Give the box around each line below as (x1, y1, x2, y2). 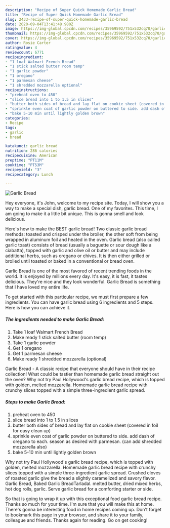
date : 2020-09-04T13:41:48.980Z (5, 21, 73, 27)
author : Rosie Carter (5, 40, 51, 46)
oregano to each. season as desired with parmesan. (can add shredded (12, 438, 162, 444)
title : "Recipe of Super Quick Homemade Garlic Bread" (5, 12, 123, 17)
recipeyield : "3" (5, 167, 42, 172)
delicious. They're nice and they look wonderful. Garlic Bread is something (5, 279, 161, 285)
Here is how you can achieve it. (5, 305, 71, 311)
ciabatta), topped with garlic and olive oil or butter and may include (5, 248, 145, 254)
